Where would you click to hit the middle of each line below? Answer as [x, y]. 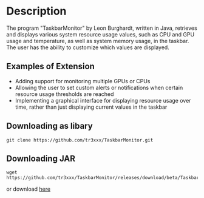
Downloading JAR [41, 158]
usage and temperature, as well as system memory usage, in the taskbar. [98, 41]
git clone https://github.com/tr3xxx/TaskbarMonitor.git [80, 140]
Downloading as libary [49, 126]
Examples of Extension [51, 67]
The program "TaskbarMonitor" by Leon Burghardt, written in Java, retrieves [102, 28]
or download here [28, 189]
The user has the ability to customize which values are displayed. [88, 47]
